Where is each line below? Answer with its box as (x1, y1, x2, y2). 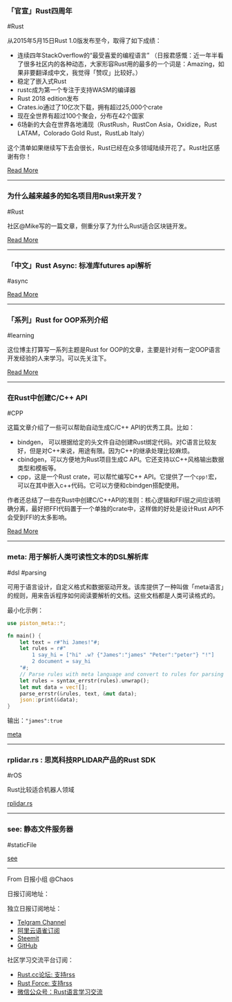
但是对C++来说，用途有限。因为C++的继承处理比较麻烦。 (29, 447, 194, 455)
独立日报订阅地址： (7, 904, 62, 912)
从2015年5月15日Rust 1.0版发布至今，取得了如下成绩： (7, 37, 162, 45)
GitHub (17, 941, 38, 949)
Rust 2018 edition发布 (17, 95, 79, 103)
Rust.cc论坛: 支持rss (17, 970, 76, 978)
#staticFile (7, 840, 37, 848)
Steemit (17, 934, 39, 942)
